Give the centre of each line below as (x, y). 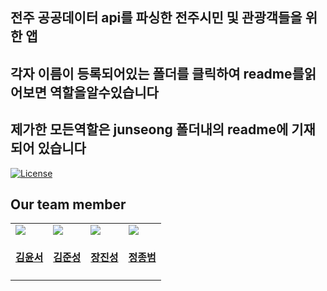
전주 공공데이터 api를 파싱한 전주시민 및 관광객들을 (156, 18)
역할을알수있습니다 (104, 92)
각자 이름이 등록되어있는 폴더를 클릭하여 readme (151, 73)
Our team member (68, 204)
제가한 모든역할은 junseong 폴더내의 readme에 (149, 129)
